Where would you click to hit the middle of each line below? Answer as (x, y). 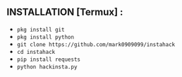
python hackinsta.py (47, 66)
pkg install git (41, 29)
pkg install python (45, 37)
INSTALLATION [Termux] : (65, 12)
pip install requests (48, 59)
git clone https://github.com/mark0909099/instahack (96, 44)
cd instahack (36, 52)
